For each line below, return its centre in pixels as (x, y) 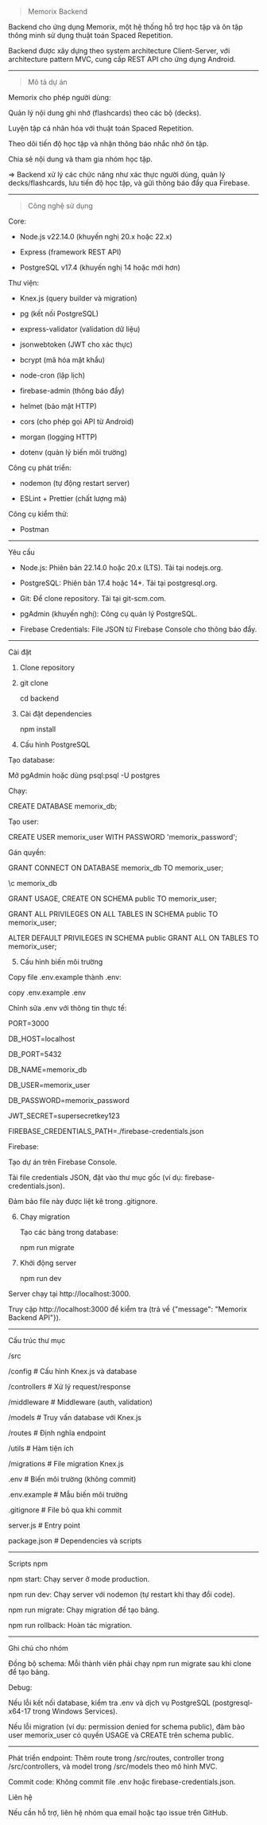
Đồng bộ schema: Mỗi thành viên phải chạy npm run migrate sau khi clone (130, 1664)
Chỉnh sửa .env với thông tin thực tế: (68, 1008)
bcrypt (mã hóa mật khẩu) (62, 360)
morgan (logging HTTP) (58, 437)
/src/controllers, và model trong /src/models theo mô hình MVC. (113, 1766)
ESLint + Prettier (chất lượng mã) (73, 499)
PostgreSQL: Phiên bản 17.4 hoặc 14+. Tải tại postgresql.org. (118, 583)
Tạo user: (24, 821)
